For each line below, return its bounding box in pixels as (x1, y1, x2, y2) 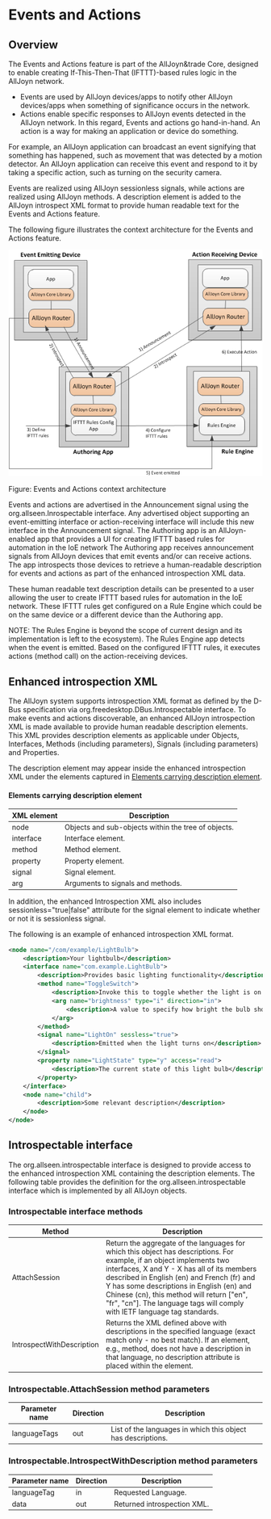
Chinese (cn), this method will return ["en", (106, 1290, 248, 1299)
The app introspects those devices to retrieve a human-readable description (8, 560, 262, 570)
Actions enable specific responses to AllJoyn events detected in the (19, 109, 246, 119)
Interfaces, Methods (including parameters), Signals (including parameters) (8, 739, 259, 749)
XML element (11, 810, 58, 820)
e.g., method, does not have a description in (106, 1344, 252, 1353)
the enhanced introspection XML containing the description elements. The (8, 1169, 256, 1178)
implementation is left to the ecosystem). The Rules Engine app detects (8, 634, 245, 644)
